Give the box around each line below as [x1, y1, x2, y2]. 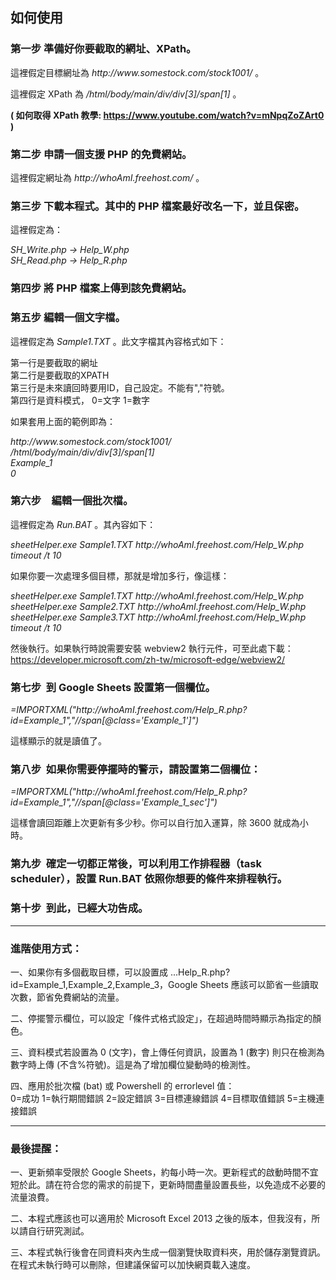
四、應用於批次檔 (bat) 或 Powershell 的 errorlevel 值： [10, 1079, 235, 1092]
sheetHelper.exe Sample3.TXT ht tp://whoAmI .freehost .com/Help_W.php [10, 611, 307, 623]
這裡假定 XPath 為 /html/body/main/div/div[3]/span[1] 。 [10, 88, 242, 100]
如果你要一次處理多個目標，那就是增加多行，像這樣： [10, 569, 230, 582]
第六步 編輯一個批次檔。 [10, 494, 134, 508]
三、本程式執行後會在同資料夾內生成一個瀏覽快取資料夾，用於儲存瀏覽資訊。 [10, 1246, 326, 1258]
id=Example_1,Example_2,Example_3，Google [10, 978, 198, 990]
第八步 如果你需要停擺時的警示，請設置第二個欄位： [10, 763, 262, 777]
